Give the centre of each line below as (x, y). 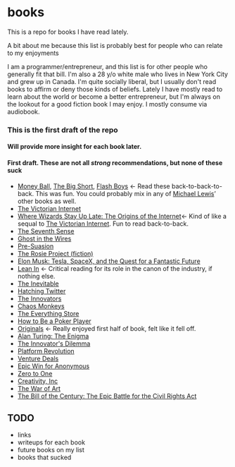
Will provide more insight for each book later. (75, 147)
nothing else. (36, 276)
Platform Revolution (46, 351)
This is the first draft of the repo (63, 130)
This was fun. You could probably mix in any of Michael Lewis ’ (126, 193)
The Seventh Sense (46, 231)
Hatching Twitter (42, 291)
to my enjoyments (33, 53)
